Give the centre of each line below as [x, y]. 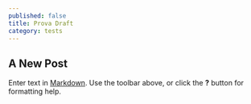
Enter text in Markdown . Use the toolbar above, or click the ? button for [126, 83]
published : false [37, 16]
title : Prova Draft [41, 23]
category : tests [35, 31]
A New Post [38, 63]
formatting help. [35, 92]
